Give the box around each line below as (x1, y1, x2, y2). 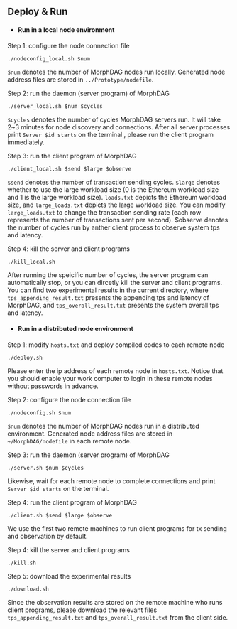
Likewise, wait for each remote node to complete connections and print (7, 476, 216, 485)
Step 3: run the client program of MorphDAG (7, 151, 137, 160)
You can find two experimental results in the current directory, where (7, 286, 209, 294)
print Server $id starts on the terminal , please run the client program (7, 130, 214, 139)
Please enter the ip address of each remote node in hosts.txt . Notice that (7, 366, 224, 375)
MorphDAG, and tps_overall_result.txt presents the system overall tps (7, 301, 219, 309)
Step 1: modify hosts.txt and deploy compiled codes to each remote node (7, 340, 225, 349)
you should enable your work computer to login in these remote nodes (7, 374, 213, 382)
